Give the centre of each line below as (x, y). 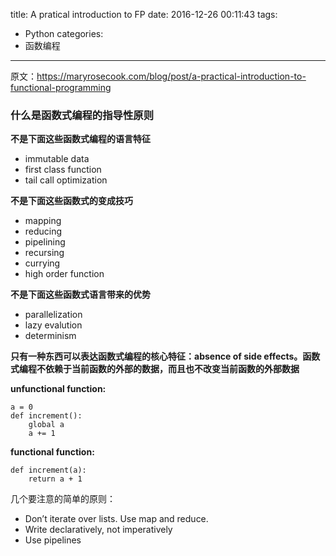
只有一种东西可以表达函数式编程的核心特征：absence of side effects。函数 (165, 356)
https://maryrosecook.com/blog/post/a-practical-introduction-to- (171, 76)
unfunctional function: (58, 389)
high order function (64, 274)
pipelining (45, 242)
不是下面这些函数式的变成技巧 (71, 201)
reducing (43, 231)
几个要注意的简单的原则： (63, 499)
